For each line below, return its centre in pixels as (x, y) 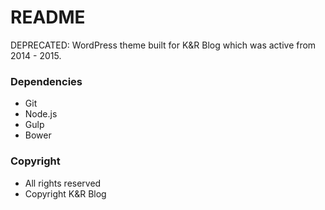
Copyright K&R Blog (65, 193)
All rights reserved (63, 183)
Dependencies (46, 81)
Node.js (41, 114)
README (48, 17)
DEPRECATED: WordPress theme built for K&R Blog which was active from (163, 45)
